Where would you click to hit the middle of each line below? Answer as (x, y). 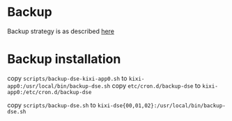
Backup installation (64, 59)
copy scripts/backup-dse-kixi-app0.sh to (67, 78)
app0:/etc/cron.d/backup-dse (49, 92)
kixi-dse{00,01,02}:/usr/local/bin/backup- (162, 105)
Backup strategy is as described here (61, 31)
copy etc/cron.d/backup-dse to (156, 85)
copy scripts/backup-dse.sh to (52, 105)
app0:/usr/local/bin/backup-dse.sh (59, 86)
